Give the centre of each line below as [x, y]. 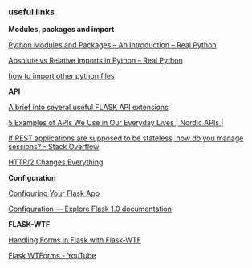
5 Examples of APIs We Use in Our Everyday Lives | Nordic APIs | [116, 123]
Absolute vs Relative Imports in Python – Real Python [96, 61]
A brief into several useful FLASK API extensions [88, 108]
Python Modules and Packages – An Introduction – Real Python [112, 45]
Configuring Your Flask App [54, 193]
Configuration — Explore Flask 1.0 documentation [90, 209]
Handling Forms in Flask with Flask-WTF [75, 240]
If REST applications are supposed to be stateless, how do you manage [126, 138]
